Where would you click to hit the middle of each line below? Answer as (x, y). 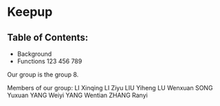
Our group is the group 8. (43, 74)
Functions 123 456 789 (49, 61)
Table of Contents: (48, 38)
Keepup (30, 12)
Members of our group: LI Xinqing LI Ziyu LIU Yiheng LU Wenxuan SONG (110, 88)
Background (34, 54)
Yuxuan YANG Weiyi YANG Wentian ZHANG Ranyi (77, 95)
